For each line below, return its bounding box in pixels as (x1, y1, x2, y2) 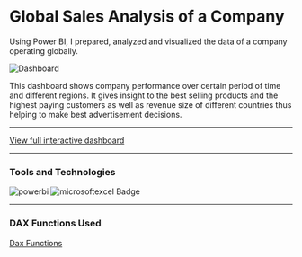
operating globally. (9, 45, 79, 56)
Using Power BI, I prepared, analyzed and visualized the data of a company (9, 36, 288, 47)
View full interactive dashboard (9, 135, 125, 146)
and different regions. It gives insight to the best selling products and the (9, 90, 279, 101)
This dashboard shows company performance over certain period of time (9, 80, 281, 91)
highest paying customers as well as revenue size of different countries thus (9, 99, 292, 110)
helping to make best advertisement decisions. (9, 109, 182, 120)
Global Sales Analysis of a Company (9, 6, 285, 27)
